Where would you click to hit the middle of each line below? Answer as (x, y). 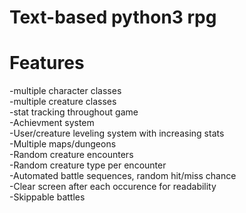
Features (47, 63)
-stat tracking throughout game (74, 112)
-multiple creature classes (63, 102)
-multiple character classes (65, 91)
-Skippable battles (47, 197)
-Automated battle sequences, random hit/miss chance (123, 176)
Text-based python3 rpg (113, 17)
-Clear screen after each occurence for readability (113, 187)
